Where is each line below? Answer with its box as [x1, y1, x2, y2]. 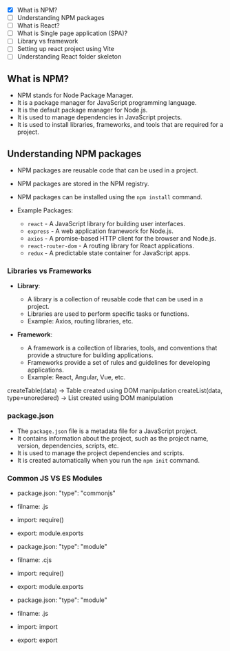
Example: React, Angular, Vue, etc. [27, 373, 126, 381]
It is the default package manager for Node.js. [17, 106, 148, 114]
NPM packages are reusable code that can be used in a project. [17, 166, 198, 174]
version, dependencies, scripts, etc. [17, 441, 119, 450]
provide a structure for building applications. [27, 351, 154, 359]
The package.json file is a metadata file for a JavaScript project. [17, 427, 198, 435]
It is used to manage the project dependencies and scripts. [17, 448, 185, 457]
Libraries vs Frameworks [7, 266, 92, 275]
